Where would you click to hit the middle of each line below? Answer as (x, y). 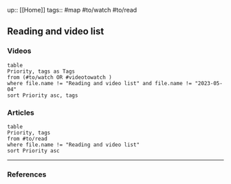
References (27, 174)
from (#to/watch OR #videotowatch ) (59, 77)
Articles (21, 113)
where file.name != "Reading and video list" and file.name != (100, 83)
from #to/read (27, 139)
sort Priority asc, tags (43, 95)
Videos (19, 51)
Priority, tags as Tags (41, 71)
